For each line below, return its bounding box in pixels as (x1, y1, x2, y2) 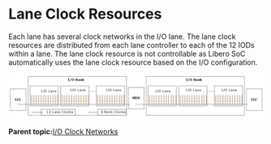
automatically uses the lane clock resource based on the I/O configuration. (8, 57, 258, 67)
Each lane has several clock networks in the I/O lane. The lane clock (8, 32, 236, 41)
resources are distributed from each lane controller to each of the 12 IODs (8, 40, 255, 49)
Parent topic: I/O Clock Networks (8, 126, 118, 136)
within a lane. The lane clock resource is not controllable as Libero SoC (8, 49, 246, 58)
